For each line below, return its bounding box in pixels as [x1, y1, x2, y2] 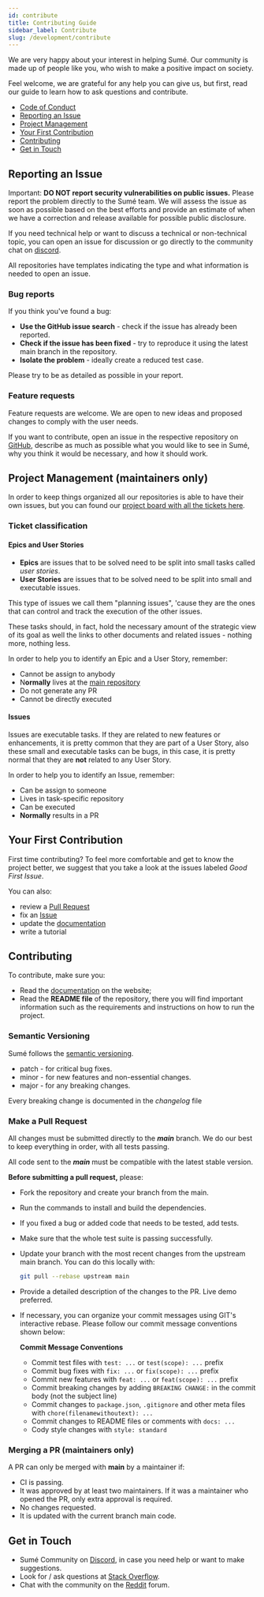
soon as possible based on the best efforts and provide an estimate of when [8, 205, 256, 215]
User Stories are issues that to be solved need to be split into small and [19, 574, 252, 584]
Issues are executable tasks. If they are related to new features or [8, 729, 221, 739]
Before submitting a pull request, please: [8, 1173, 143, 1182]
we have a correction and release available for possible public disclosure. [8, 214, 247, 223]
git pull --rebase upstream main [19, 1273, 130, 1281]
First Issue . [8, 871, 44, 880]
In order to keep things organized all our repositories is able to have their [8, 492, 244, 502]
